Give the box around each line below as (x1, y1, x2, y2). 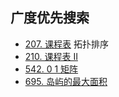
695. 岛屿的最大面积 (24, 75, 108, 87)
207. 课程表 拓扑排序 (24, 38, 109, 50)
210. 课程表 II (24, 50, 78, 62)
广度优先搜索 (10, 9, 90, 27)
